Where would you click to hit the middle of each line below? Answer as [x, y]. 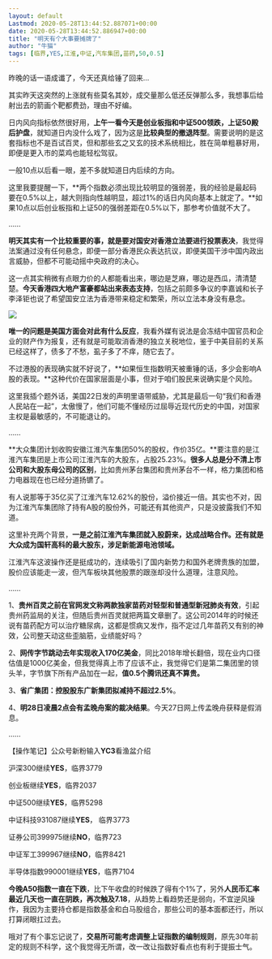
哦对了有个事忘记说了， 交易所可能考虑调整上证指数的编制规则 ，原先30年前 [134, 936]
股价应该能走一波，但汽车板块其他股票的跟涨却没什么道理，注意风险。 [125, 572]
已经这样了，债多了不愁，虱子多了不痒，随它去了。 [93, 351]
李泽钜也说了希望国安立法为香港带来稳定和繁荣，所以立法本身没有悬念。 [129, 298]
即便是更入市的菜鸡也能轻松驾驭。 [65, 153]
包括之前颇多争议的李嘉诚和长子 [210, 288]
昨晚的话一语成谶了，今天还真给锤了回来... [79, 78]
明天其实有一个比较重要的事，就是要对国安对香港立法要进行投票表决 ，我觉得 [136, 241]
